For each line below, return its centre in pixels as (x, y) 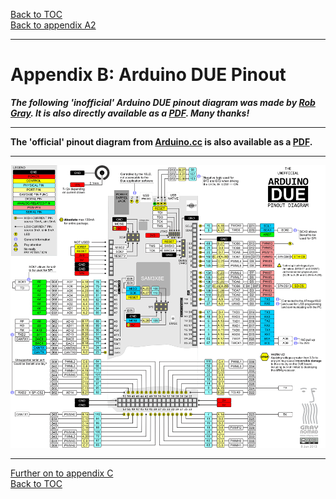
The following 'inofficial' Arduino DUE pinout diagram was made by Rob (163, 102)
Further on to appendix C (62, 473)
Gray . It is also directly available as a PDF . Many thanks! (130, 113)
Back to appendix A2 (53, 25)
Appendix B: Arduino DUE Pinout (148, 75)
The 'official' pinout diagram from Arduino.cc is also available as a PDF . (161, 141)
